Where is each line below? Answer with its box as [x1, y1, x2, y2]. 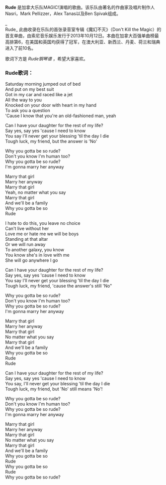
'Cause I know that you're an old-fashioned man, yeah [5, 113, 116, 119]
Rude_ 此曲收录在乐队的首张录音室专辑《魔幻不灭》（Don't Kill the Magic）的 [5, 26, 162, 32]
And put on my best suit [5, 86, 54, 92]
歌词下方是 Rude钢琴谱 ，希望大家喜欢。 [5, 56, 88, 61]
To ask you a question [5, 108, 51, 114]
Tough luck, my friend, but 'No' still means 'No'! [5, 386, 103, 392]
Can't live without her [5, 226, 49, 232]
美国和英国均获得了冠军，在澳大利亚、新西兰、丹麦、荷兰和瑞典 [29, 39, 161, 45]
